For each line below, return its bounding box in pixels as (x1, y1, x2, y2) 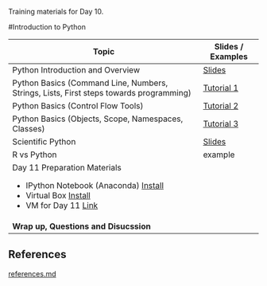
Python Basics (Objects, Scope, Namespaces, (12, 113, 184, 124)
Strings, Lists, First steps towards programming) (12, 88, 192, 98)
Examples (210, 51, 248, 62)
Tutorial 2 (203, 100, 239, 111)
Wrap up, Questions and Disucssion (12, 221, 151, 232)
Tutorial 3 (203, 119, 239, 129)
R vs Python (12, 149, 57, 160)
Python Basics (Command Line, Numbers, (12, 77, 168, 88)
